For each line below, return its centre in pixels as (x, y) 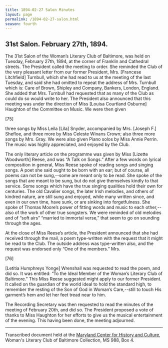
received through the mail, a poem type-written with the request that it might (84, 238)
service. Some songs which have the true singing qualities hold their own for (84, 186)
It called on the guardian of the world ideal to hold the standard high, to (78, 284)
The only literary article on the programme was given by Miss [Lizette (77, 154)
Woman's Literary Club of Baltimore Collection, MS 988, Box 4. (70, 340)
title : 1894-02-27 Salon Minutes (40, 10)
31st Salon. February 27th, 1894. (57, 44)
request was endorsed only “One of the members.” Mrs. (63, 249)
